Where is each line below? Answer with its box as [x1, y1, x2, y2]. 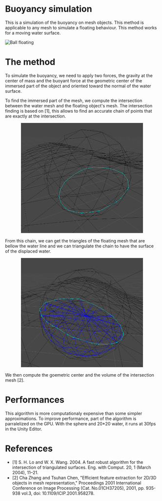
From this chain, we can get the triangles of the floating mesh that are [5, 238, 145, 244]
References [5, 443, 53, 454]
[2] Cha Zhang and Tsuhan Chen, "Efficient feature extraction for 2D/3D [12, 475, 157, 481]
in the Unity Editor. [5, 426, 42, 432]
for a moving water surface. [5, 30, 61, 36]
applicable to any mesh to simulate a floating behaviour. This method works [5, 24, 157, 30]
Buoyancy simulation [5, 3, 92, 15]
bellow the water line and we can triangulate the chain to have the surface [5, 243, 154, 249]
